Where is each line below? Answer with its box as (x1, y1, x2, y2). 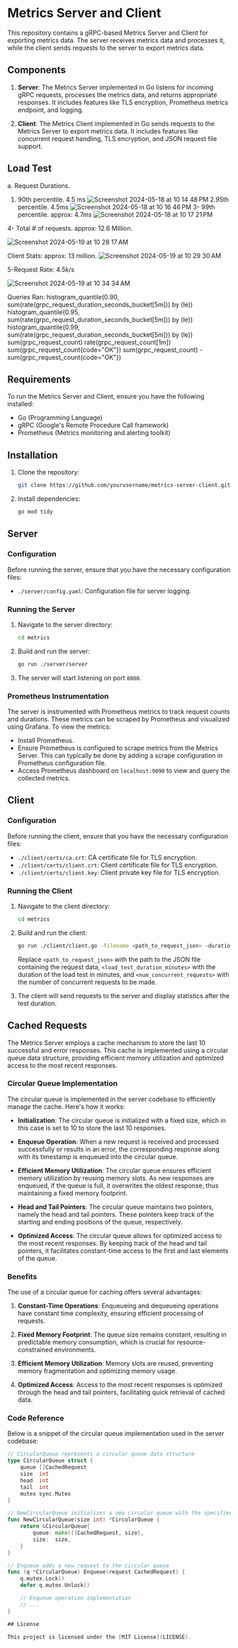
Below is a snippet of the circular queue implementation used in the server (7, 1429, 225, 1438)
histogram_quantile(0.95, (7, 307, 80, 316)
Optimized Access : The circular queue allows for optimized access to (17, 1231, 222, 1239)
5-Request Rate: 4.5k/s (7, 265, 74, 274)
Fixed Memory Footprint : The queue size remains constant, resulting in (17, 1330, 227, 1339)
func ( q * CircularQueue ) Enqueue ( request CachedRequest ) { (7, 1569, 186, 1576)
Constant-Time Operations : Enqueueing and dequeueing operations (17, 1302, 219, 1310)
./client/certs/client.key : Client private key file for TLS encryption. (17, 868, 221, 877)
